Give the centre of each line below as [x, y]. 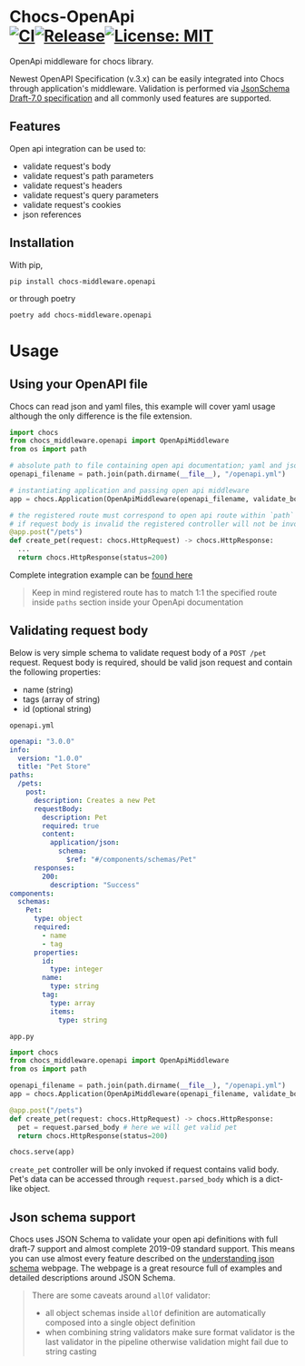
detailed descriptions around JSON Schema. [93, 1278]
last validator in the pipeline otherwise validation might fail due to [167, 1342]
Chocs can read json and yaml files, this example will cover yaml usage [143, 406]
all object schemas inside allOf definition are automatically [155, 1313]
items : [62, 1011]
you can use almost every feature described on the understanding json [142, 1259]
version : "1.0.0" [50, 758]
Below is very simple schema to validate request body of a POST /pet [138, 652]
